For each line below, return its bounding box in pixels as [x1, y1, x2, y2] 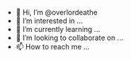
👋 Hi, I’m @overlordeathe [15, 8, 98, 17]
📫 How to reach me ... [15, 42, 90, 51]
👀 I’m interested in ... [15, 16, 83, 26]
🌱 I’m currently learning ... [15, 25, 101, 33]
